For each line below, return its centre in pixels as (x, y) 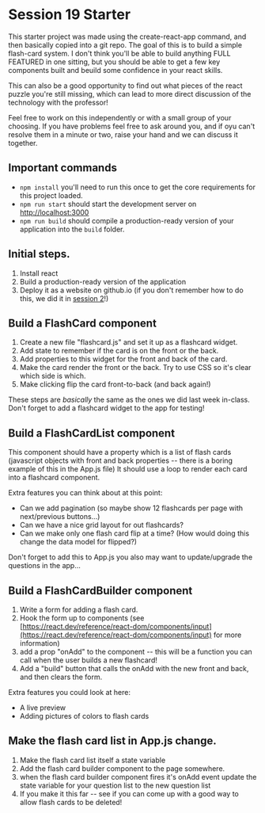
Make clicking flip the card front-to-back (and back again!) (115, 384)
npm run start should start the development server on (108, 204)
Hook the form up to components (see (82, 618)
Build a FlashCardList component (92, 433)
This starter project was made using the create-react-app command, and (127, 36)
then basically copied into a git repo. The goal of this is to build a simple (125, 44)
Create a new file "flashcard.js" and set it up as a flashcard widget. (129, 342)
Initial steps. (39, 254)
